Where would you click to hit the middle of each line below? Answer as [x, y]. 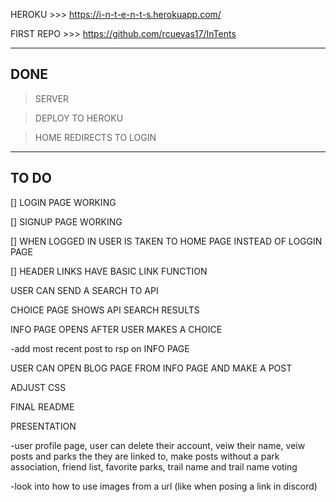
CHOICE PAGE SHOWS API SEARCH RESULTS [105, 310]
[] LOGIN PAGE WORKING [63, 202]
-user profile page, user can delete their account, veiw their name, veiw [158, 445]
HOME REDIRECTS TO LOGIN [95, 137]
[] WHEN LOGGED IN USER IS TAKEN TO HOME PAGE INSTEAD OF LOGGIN [166, 241]
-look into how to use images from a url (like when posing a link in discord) [164, 486]
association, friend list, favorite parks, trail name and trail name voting [154, 466]
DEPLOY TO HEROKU [79, 118]
